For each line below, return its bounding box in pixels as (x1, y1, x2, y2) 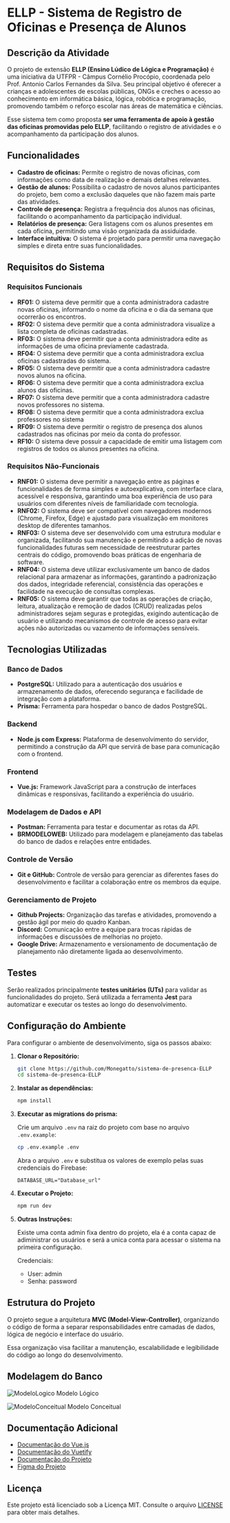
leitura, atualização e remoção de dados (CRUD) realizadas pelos (17, 601, 202, 610)
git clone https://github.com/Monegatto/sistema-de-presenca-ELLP (17, 1065, 212, 1072)
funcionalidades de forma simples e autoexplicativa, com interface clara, (17, 484, 224, 492)
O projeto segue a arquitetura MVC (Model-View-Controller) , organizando (7, 1315, 220, 1324)
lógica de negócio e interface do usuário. (7, 1330, 124, 1338)
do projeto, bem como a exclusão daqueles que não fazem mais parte (17, 190, 216, 198)
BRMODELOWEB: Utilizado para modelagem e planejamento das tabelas (17, 830, 224, 839)
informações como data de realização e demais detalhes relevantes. (17, 175, 211, 183)
